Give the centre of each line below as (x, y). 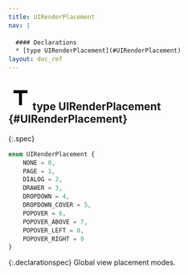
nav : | (19, 25)
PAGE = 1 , (39, 171)
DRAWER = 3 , (43, 188)
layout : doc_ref (35, 59)
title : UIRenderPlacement (51, 17)
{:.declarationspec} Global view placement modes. (92, 263)
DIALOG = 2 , (43, 180)
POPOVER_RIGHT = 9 (53, 239)
